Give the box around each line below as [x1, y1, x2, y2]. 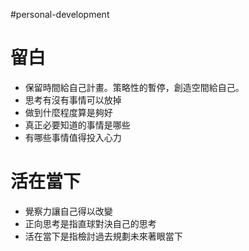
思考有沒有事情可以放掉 [24, 94, 122, 106]
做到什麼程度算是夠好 [24, 106, 113, 118]
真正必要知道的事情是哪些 [24, 119, 131, 131]
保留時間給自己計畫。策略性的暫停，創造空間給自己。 [24, 81, 245, 93]
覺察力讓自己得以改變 [24, 205, 113, 217]
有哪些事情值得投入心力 [24, 131, 122, 143]
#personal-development [10, 9, 110, 20]
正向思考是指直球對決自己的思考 [24, 217, 157, 229]
